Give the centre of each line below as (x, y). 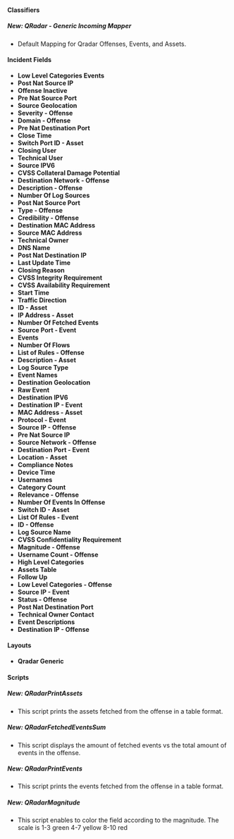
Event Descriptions (46, 622)
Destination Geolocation (54, 382)
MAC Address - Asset (50, 412)
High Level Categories (51, 562)
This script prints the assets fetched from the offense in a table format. (120, 711)
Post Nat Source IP (45, 83)
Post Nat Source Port (49, 203)
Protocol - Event (42, 420)
